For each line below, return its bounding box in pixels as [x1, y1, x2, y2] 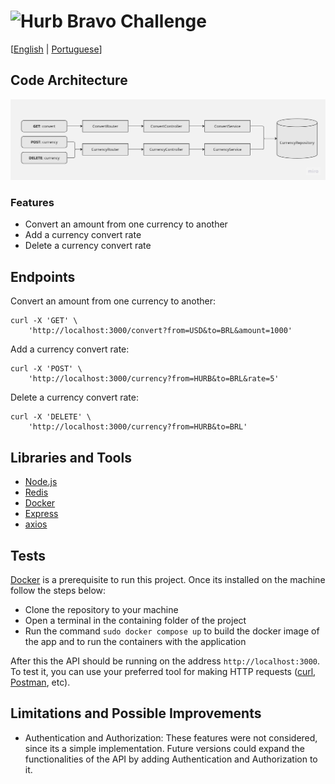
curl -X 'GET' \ [10, 316, 78, 326]
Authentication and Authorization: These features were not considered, [24, 731, 318, 744]
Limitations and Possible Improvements [10, 705, 262, 722]
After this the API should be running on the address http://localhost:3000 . [10, 655, 321, 667]
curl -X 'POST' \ [10, 364, 83, 374]
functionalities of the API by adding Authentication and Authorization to [24, 753, 318, 765]
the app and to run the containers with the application [24, 635, 247, 647]
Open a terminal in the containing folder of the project [24, 614, 247, 626]
